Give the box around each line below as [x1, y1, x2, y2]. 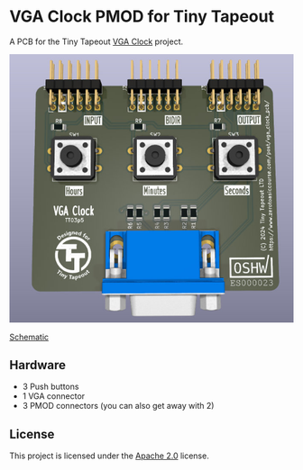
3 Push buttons [22, 381, 79, 393]
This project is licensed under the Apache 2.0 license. [9, 450, 209, 461]
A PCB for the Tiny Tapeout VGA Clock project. [9, 36, 184, 47]
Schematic [9, 331, 50, 342]
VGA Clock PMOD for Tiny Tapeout [9, 6, 275, 27]
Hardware [9, 357, 66, 373]
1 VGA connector [22, 391, 86, 402]
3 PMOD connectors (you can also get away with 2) [22, 401, 215, 411]
